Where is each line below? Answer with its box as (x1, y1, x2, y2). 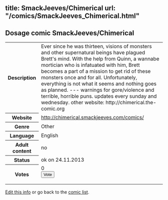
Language (9, 132, 34, 139)
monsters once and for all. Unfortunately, (40, 74, 137, 81)
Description (7, 74, 36, 81)
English (40, 132, 58, 139)
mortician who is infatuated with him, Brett (40, 62, 140, 69)
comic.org (40, 105, 65, 112)
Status (14, 157, 30, 164)
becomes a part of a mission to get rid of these (40, 68, 151, 75)
